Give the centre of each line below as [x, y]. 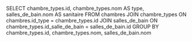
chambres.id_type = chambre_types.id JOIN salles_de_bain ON [82, 20]
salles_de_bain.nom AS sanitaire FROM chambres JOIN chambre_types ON [96, 14]
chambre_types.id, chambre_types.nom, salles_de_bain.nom [79, 33]
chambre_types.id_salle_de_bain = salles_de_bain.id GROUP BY [83, 26]
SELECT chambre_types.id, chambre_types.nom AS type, [75, 8]
